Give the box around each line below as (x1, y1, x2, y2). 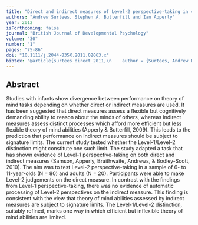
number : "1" (6, 42, 35, 48)
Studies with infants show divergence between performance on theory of (6, 95, 184, 102)
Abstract (6, 79, 39, 89)
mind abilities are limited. (6, 214, 67, 221)
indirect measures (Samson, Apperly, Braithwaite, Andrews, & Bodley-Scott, (6, 157, 190, 164)
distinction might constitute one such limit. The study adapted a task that (6, 145, 183, 152)
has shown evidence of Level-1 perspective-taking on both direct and (6, 151, 175, 159)
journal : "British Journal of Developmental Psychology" (6, 31, 149, 36)
